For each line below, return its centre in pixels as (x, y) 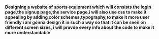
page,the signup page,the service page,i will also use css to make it (76, 12)
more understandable (28, 32)
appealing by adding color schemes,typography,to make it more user (77, 17)
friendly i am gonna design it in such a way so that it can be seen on (76, 22)
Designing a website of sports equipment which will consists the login (78, 7)
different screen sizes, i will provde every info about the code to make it (79, 27)
